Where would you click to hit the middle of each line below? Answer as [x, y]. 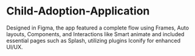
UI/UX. [15, 47]
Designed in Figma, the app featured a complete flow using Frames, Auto [98, 28]
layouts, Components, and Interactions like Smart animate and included [95, 34]
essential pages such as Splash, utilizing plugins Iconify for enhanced [94, 40]
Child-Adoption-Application [78, 11]
